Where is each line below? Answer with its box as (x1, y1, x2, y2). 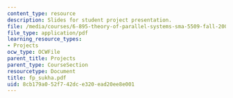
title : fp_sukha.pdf (7, 74, 67, 81)
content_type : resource (7, 10, 76, 17)
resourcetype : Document (7, 68, 76, 75)
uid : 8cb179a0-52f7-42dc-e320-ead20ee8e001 (7, 81, 135, 88)
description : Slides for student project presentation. (7, 17, 172, 23)
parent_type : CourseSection (7, 61, 89, 68)
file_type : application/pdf (7, 29, 89, 37)
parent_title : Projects (7, 55, 76, 62)
